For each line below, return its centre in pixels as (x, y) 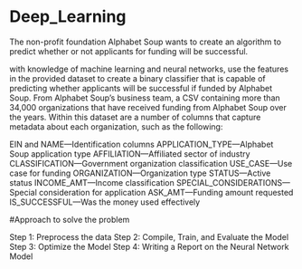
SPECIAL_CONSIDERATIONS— (233, 182)
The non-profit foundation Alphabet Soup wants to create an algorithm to (146, 42)
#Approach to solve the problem (70, 219)
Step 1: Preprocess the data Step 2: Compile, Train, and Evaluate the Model (149, 236)
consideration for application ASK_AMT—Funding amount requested (166, 192)
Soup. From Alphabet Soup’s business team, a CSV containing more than (145, 98)
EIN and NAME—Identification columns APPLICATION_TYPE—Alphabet (142, 144)
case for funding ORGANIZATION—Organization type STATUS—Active (140, 173)
